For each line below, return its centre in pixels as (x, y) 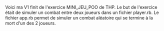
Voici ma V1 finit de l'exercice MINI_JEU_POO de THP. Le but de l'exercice (81, 7)
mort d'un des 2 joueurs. (30, 23)
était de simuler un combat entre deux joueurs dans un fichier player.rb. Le (82, 12)
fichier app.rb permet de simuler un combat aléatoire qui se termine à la (79, 18)
